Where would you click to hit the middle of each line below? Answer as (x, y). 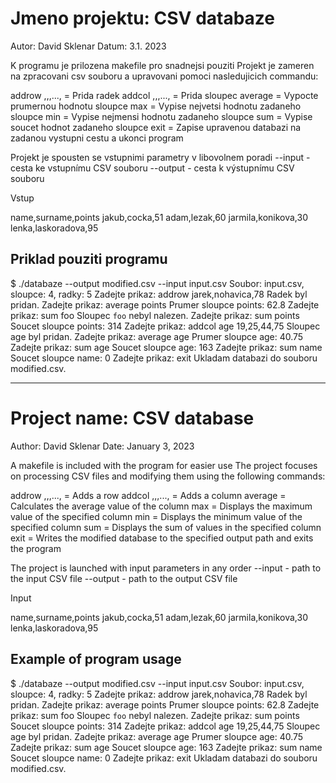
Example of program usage (96, 659)
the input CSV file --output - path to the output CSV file (124, 578)
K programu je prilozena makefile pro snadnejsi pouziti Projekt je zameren (162, 65)
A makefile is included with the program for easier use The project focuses (164, 465)
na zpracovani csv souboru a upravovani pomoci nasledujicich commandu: (164, 76)
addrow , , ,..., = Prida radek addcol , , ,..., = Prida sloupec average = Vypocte (164, 95)
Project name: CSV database (132, 418)
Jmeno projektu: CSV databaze (143, 18)
